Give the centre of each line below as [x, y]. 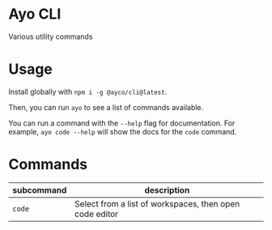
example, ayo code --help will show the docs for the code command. [123, 131]
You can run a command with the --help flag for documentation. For [122, 123]
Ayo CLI [35, 14]
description [167, 190]
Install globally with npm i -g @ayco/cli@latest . [88, 92]
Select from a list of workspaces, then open [157, 203]
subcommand [40, 190]
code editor [96, 214]
